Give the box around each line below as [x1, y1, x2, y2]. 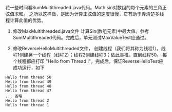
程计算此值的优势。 [5, 17, 46, 23]
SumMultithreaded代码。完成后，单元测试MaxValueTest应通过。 [12, 35, 149, 40]
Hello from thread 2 [5, 98, 50, 103]
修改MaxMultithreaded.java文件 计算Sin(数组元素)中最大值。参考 [12, 28, 149, 34]
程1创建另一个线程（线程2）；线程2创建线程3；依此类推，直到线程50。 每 [12, 52, 167, 58]
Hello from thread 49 [5, 79, 52, 84]
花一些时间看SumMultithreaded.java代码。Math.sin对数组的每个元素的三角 [5, 5, 163, 10]
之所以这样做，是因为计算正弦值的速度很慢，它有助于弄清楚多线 [29, 11, 164, 17]
